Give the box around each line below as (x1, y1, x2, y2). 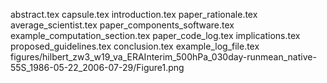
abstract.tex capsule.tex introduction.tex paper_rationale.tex (10, 9, 258, 20)
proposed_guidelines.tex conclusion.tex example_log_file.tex (10, 40, 260, 52)
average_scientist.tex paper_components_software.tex (10, 19, 235, 31)
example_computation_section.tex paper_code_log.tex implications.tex (10, 30, 301, 41)
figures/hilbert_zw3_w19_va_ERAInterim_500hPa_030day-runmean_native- (10, 51, 317, 63)
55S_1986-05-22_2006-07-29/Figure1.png (10, 62, 185, 73)
